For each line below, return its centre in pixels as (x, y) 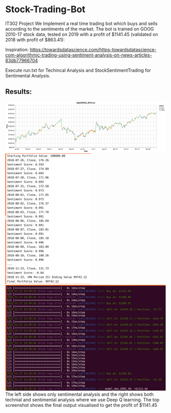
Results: (19, 92)
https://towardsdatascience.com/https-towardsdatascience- (93, 49)
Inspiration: (17, 49)
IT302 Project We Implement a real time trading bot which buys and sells (81, 23)
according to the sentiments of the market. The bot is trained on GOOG (80, 29)
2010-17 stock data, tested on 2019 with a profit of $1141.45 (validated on (82, 34)
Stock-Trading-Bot (45, 9)
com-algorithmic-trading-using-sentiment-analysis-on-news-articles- (79, 55)
